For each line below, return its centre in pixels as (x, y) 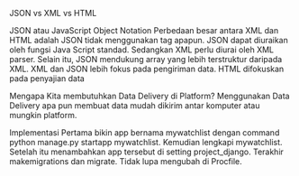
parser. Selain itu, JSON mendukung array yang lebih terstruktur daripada (146, 59)
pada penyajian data (47, 79)
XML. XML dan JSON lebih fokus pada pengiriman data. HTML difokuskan (147, 69)
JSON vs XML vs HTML (53, 13)
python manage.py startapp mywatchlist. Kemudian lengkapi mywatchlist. (146, 142)
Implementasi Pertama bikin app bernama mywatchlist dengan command (145, 133)
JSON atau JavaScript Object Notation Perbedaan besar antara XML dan (144, 30)
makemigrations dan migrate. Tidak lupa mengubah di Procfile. (126, 161)
